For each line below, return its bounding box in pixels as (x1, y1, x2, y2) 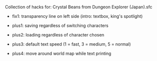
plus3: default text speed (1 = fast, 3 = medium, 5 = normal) (12, 41, 131, 47)
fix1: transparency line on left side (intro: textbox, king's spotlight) (12, 13, 143, 19)
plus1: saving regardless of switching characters (12, 23, 109, 28)
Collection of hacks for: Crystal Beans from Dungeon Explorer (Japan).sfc (5, 4, 153, 10)
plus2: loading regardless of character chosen (12, 32, 105, 37)
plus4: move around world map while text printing (12, 50, 111, 56)
